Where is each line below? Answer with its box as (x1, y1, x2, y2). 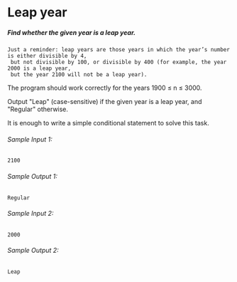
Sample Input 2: (7, 209, 54, 218)
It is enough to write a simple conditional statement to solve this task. (7, 119, 209, 127)
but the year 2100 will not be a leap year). (10, 71, 148, 78)
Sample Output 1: (7, 172, 58, 180)
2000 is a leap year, (7, 65, 72, 72)
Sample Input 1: (7, 135, 53, 143)
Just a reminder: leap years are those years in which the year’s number (7, 46, 231, 53)
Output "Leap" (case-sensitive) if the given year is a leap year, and (7, 98, 202, 106)
